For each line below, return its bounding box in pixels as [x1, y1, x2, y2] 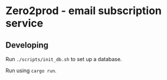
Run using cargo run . [5, 67, 57, 74]
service [5, 16, 44, 30]
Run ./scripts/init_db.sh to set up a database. [5, 56, 122, 62]
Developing [5, 40, 48, 50]
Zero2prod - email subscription [5, 4, 162, 18]
